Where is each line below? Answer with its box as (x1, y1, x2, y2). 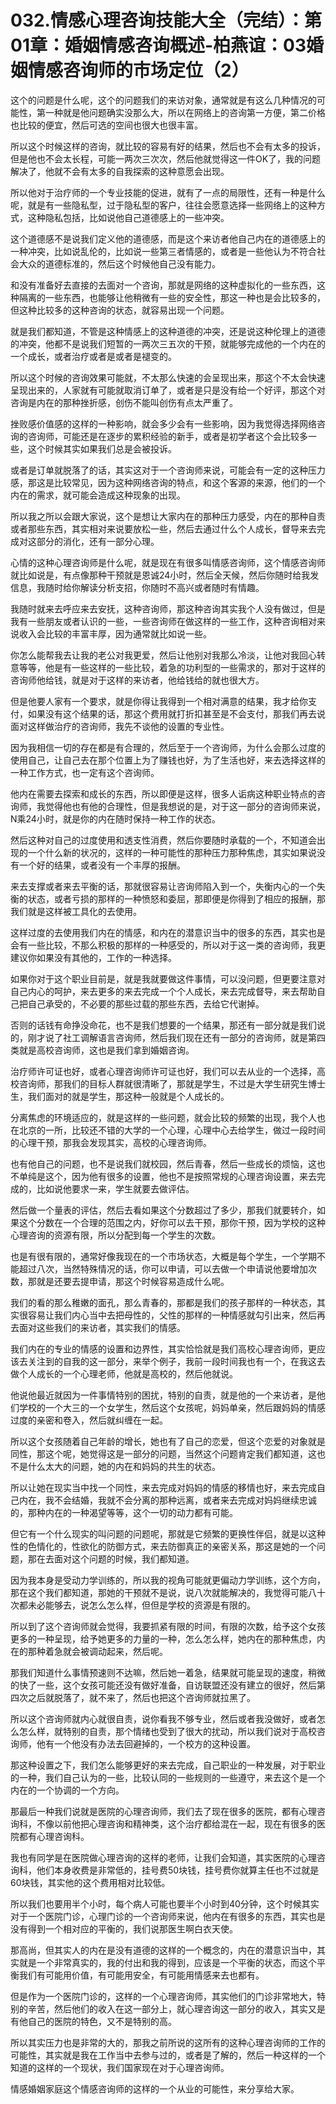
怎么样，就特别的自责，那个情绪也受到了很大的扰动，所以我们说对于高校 (18, 1725, 317, 1737)
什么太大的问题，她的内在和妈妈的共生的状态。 (27, 1460, 221, 1472)
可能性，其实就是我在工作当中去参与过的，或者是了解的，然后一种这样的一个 (10, 2049, 326, 2061)
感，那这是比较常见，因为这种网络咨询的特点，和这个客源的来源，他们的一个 (10, 476, 326, 488)
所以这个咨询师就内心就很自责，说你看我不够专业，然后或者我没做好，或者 (10, 1712, 317, 1725)
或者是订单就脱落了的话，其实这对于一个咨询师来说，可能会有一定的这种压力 (10, 464, 326, 476)
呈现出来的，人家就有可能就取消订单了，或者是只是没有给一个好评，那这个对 (10, 384, 326, 396)
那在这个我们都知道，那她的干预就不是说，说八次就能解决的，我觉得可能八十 (10, 1586, 326, 1598)
